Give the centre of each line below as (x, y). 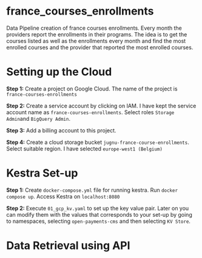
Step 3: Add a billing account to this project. (61, 130)
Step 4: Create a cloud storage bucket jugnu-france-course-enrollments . (98, 142)
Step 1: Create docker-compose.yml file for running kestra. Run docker (92, 190)
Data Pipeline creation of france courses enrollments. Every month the (94, 28)
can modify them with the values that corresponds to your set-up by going (99, 214)
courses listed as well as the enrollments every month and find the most (96, 41)
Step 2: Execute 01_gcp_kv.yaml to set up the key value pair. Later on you (98, 208)
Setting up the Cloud (59, 72)
